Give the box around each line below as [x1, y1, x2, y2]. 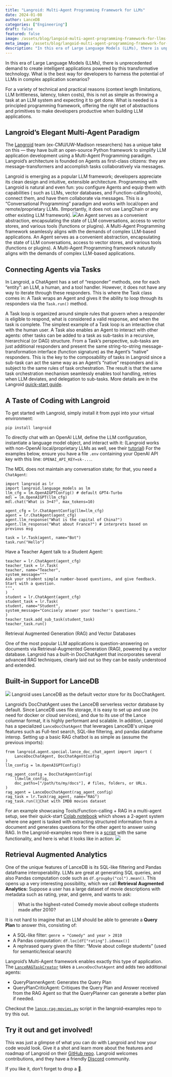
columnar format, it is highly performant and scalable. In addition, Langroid [5, 717, 163, 724]
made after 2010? [17, 906, 56, 913]
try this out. [5, 1011, 30, 1017]
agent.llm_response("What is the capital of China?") [5, 517, 123, 523]
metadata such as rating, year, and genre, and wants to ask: [5, 891, 132, 898]
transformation [5, 349, 37, 355]
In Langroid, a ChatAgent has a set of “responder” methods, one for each [5, 279, 160, 285]
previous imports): [5, 739, 44, 745]
